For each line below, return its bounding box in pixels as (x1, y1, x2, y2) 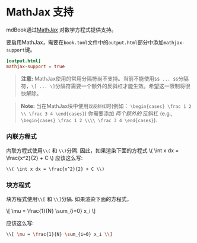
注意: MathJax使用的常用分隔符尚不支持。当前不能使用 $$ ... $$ (20, 75, 179, 82)
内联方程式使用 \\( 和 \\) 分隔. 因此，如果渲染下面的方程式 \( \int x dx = (6, 146, 179, 154)
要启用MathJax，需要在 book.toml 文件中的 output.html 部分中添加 (6, 39, 164, 46)
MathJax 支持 (6, 5, 74, 19)
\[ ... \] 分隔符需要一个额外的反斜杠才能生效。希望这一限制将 (31, 82, 186, 89)
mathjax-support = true (6, 63, 65, 69)
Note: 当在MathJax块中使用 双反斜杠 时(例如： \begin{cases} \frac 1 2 (20, 102, 192, 110)
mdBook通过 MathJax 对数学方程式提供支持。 (6, 26, 117, 33)
